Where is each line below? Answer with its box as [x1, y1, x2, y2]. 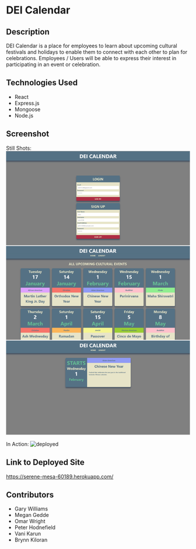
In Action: [6, 440, 29, 447]
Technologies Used [6, 78, 78, 88]
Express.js [14, 99, 40, 106]
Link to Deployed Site [6, 457, 85, 468]
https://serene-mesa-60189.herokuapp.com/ [6, 473, 114, 480]
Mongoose [14, 106, 41, 113]
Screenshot [6, 129, 50, 139]
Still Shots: [6, 144, 32, 151]
